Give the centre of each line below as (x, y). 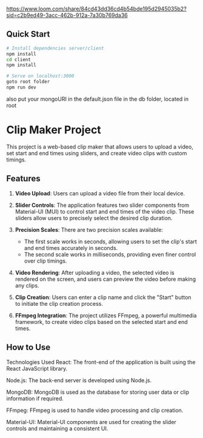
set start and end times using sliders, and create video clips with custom (97, 153)
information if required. (35, 398)
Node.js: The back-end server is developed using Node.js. (79, 380)
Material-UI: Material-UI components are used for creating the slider (92, 422)
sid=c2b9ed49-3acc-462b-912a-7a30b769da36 (67, 15)
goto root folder (28, 82)
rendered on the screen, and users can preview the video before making (105, 279)
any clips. (27, 285)
